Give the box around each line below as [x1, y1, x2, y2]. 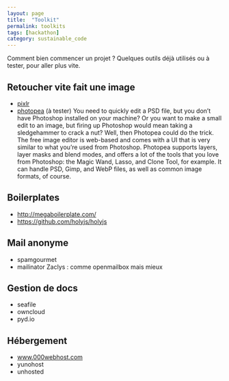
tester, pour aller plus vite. [7, 62, 81, 70]
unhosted [16, 367, 44, 376]
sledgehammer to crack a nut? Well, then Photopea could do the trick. [16, 128, 214, 137]
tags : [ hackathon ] [7, 29, 59, 36]
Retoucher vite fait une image [7, 81, 135, 93]
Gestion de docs [7, 282, 79, 294]
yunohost [16, 360, 44, 369]
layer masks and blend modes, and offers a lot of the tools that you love [16, 150, 219, 158]
